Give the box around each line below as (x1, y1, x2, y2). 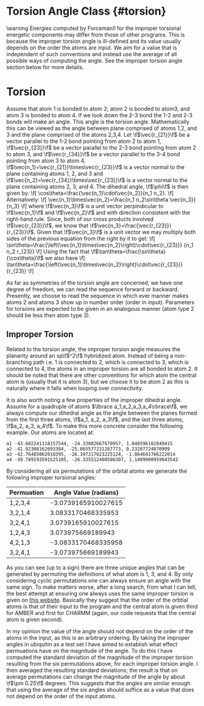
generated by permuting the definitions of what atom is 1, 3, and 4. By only (6, 570, 194, 578)
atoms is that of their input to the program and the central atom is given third (6, 603, 198, 610)
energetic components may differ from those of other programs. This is (6, 31, 185, 38)
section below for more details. (6, 63, 84, 71)
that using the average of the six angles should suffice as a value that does (6, 686, 195, 693)
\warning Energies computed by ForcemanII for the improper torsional (6, 24, 181, 32)
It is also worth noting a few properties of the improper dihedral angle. (6, 396, 182, 404)
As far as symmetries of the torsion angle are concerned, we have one (6, 279, 183, 286)
